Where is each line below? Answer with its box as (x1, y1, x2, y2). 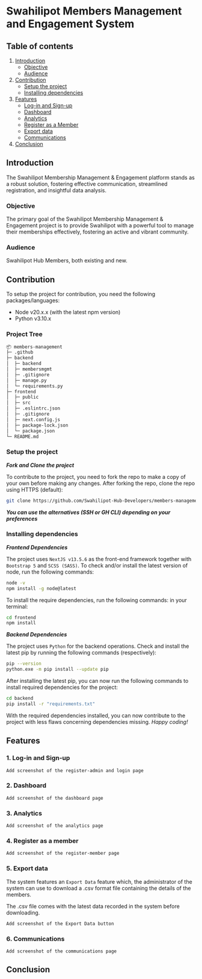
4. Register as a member (6, 837, 79, 845)
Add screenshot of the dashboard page (6, 795, 103, 801)
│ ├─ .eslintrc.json (6, 405, 61, 411)
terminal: (6, 603, 28, 610)
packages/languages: (6, 297, 60, 304)
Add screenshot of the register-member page (6, 851, 120, 857)
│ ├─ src (6, 400, 31, 406)
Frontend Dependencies (6, 543, 68, 551)
